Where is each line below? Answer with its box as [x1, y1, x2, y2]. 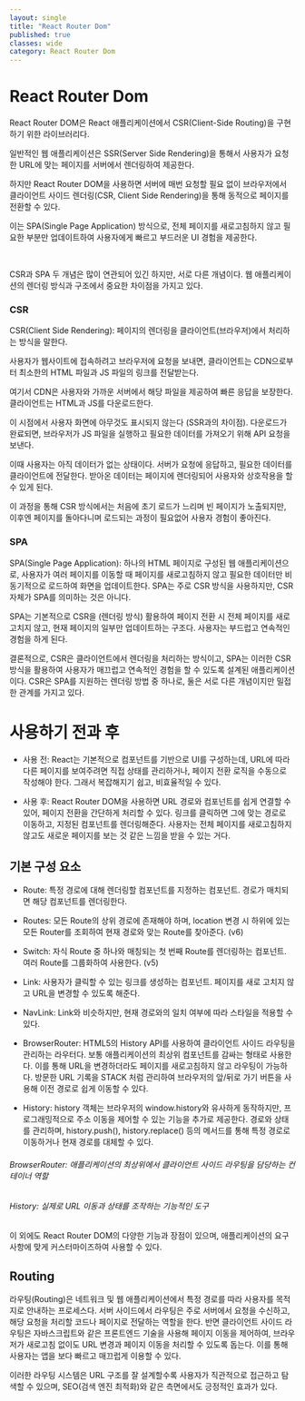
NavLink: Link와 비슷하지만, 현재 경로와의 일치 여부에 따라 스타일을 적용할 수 [22, 1007, 293, 1018]
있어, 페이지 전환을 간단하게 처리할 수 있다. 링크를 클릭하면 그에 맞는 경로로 [22, 807, 287, 818]
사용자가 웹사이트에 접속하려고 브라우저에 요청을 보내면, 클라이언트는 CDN [9, 356, 272, 367]
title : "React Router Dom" [9, 22, 112, 31]
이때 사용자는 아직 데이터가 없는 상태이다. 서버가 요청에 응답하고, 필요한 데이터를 [9, 459, 293, 470]
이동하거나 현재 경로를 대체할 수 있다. [22, 1137, 154, 1148]
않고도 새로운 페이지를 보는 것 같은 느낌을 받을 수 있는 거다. [22, 830, 231, 841]
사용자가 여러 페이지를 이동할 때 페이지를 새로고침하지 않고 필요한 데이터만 [21, 568, 283, 579]
